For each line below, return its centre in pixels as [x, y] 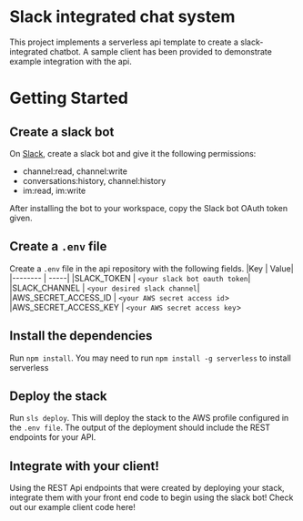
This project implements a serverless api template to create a [124, 42]
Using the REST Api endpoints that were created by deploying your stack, [147, 488]
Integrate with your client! [84, 466]
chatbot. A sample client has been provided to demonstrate [161, 51]
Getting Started [69, 98]
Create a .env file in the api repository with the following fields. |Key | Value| [151, 268]
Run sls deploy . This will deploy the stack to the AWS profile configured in [149, 418]
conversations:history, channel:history [94, 180]
